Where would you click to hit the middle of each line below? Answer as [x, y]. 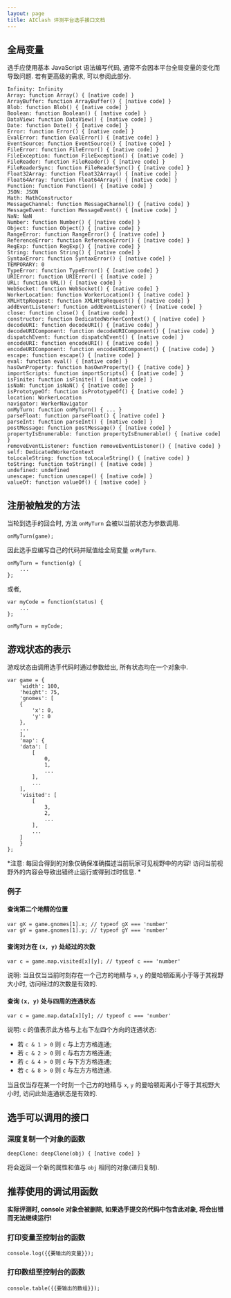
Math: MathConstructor [40, 198]
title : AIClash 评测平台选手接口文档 [56, 20]
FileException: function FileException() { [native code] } [96, 156]
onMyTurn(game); [30, 536]
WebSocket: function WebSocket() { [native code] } [83, 289]
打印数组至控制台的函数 [46, 1272]
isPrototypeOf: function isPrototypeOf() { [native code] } [96, 392]
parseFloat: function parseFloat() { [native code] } [86, 416]
